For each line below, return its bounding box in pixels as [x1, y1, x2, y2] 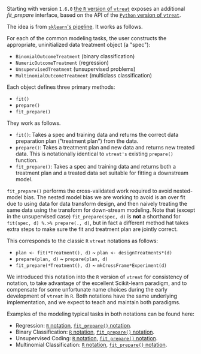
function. [15, 157, 38, 164]
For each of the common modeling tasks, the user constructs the [7, 35, 167, 41]
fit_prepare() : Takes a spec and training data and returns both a [15, 163, 176, 170]
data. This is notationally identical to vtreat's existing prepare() [15, 150, 173, 157]
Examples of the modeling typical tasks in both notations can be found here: [7, 310, 195, 317]
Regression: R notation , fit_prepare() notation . [15, 322, 132, 329]
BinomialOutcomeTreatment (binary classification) [15, 53, 135, 59]
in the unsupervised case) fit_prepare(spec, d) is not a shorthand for [7, 213, 181, 220]
